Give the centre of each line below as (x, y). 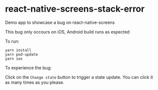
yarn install (18, 50)
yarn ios (14, 59)
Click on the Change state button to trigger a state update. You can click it (79, 77)
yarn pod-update (21, 54)
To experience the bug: (29, 68)
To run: (12, 41)
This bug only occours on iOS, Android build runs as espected (68, 32)
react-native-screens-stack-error (75, 9)
